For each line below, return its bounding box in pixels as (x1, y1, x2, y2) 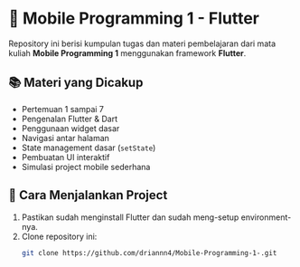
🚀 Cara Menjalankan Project (8, 187, 168, 203)
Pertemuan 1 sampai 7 (21, 103, 105, 114)
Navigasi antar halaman (21, 132, 110, 143)
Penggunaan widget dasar (21, 122, 120, 134)
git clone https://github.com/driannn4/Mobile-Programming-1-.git (21, 248, 277, 257)
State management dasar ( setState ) (21, 142, 156, 153)
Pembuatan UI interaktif (21, 151, 110, 162)
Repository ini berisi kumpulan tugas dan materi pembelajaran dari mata (8, 38, 277, 49)
